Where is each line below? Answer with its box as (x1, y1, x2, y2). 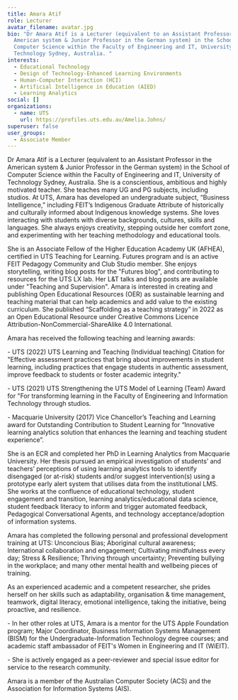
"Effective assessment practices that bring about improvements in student (7, 355, 225, 364)
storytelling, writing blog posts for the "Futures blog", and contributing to (7, 267, 220, 276)
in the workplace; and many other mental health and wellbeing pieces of (7, 561, 218, 570)
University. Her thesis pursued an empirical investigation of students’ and (7, 457, 222, 465)
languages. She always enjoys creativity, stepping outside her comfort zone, (7, 223, 230, 232)
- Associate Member (13, 136, 72, 143)
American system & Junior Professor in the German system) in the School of (7, 163, 230, 171)
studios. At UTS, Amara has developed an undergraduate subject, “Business (7, 193, 230, 202)
